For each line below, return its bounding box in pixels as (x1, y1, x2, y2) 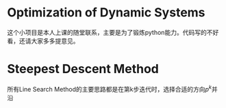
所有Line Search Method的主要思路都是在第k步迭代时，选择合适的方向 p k (7, 83, 212, 93)
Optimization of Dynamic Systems (7, 5, 205, 21)
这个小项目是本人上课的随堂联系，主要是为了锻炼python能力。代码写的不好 (7, 28, 219, 36)
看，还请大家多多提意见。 (7, 36, 79, 45)
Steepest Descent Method (7, 62, 159, 77)
